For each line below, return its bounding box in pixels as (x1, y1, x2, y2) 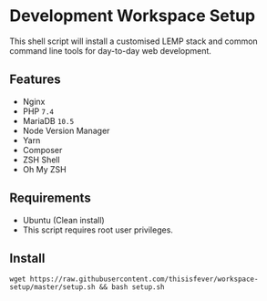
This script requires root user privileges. (22, 224, 173, 235)
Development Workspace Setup (9, 5, 256, 26)
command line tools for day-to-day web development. (9, 45, 212, 56)
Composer (22, 144, 63, 155)
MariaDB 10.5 (22, 115, 75, 126)
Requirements (9, 191, 91, 206)
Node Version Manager (22, 125, 110, 136)
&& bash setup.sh (98, 283, 166, 292)
